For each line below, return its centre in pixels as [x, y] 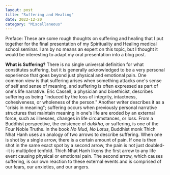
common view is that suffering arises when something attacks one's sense [83, 81]
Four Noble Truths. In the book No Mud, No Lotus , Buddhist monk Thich [81, 129]
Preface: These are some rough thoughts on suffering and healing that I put [84, 39]
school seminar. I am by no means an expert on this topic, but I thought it [82, 49]
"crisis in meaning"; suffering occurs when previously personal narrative [81, 108]
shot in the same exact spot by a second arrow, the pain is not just [75, 146]
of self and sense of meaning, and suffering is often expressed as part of [82, 86]
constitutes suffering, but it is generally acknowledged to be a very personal [85, 70]
